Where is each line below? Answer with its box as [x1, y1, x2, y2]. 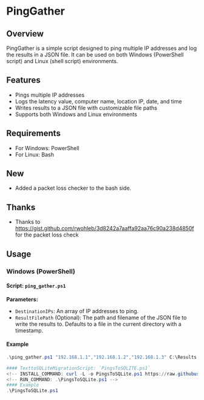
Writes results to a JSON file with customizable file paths [15, 104, 158, 111]
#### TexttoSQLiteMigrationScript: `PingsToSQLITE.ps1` [6, 365, 151, 371]
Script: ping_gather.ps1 [6, 282, 66, 289]
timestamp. [15, 326, 44, 334]
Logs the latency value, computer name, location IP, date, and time [15, 97, 182, 105]
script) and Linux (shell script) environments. [6, 58, 118, 64]
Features [6, 75, 41, 86]
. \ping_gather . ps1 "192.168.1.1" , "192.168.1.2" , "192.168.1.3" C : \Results [6, 354, 197, 360]
